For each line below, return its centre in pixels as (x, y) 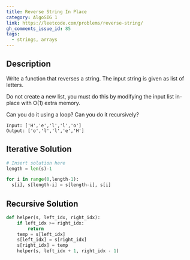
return (36, 229)
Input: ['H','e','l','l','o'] (44, 125)
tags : (13, 34)
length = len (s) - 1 (29, 169)
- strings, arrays (35, 40)
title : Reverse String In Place (46, 12)
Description (28, 64)
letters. (15, 85)
